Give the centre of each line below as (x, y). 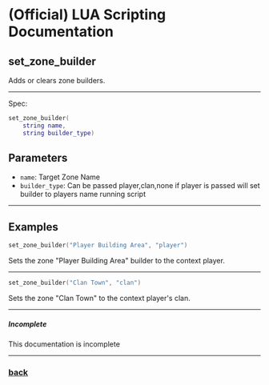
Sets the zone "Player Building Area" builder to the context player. (117, 261)
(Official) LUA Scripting (87, 15)
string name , (44, 126)
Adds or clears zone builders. (57, 80)
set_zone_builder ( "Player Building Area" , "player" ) (98, 246)
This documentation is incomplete (64, 344)
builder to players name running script (83, 195)
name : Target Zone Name (60, 177)
